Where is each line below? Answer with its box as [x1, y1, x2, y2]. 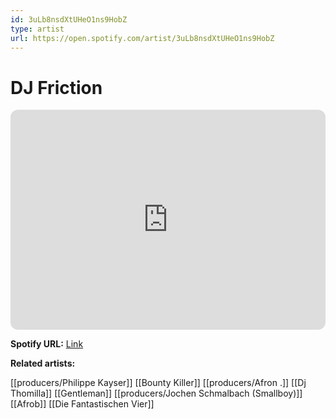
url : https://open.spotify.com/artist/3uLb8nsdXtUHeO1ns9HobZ [10, 33, 275, 43]
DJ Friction [10, 76, 103, 99]
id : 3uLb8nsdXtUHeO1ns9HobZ [10, 14, 128, 25]
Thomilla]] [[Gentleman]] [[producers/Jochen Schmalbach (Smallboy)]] [10, 387, 303, 400]
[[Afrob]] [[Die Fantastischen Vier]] [10, 398, 155, 410]
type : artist [10, 24, 65, 34]
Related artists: [10, 357, 76, 370]
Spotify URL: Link [10, 338, 84, 350]
